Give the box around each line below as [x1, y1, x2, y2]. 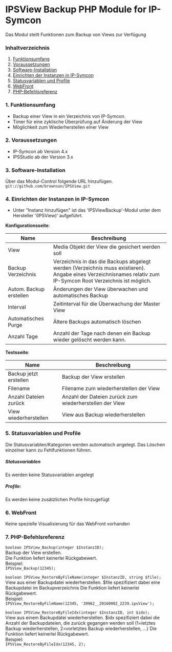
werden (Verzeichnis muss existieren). [53, 264, 145, 272]
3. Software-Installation [5, 167, 66, 174]
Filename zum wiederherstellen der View [62, 385, 160, 392]
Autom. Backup [8, 286, 45, 293]
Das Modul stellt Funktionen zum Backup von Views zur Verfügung [5, 31, 146, 37]
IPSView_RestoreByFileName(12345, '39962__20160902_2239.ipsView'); [5, 601, 155, 606]
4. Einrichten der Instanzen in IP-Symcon [5, 196, 109, 203]
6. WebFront [5, 509, 37, 516]
